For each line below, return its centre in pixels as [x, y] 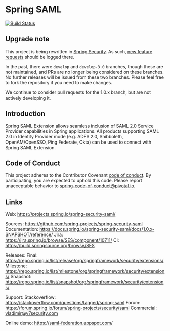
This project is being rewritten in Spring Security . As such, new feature [79, 51]
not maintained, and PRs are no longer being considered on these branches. [85, 72]
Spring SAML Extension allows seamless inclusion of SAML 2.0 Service [79, 126]
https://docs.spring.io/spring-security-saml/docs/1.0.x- [97, 229]
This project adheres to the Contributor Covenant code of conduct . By [78, 175]
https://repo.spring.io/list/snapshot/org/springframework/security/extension [84, 282]
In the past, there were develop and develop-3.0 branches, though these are [84, 66]
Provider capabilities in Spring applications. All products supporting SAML [82, 131]
